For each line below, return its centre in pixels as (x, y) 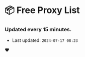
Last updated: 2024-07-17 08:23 (45, 40)
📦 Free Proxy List (42, 10)
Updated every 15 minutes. (38, 30)
